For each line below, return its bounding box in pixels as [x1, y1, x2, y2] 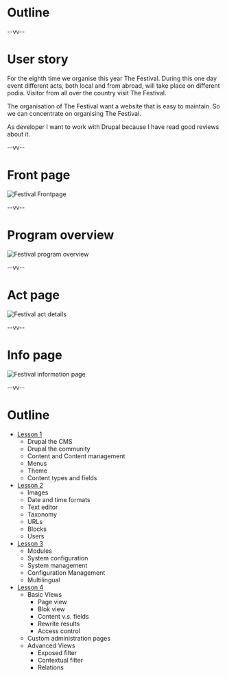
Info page [7, 347, 63, 363]
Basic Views [27, 590, 62, 598]
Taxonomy [27, 510, 57, 519]
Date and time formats [27, 495, 91, 503]
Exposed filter [37, 648, 77, 656]
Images [27, 488, 49, 497]
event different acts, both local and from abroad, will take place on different [7, 81, 221, 90]
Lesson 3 [16, 539, 43, 547]
